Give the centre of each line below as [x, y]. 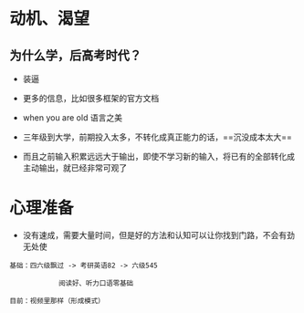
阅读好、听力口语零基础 [96, 283]
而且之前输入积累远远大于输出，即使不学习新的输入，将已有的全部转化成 [158, 156]
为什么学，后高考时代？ [75, 55]
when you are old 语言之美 [73, 118]
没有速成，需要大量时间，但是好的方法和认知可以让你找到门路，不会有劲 [158, 235]
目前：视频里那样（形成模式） [57, 301]
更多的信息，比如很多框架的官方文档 [91, 98]
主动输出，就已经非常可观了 [75, 168]
